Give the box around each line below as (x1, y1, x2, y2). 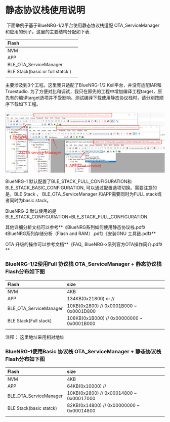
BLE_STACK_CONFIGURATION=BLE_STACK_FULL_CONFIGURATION (5, 214, 148, 220)
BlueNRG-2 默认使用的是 (5, 208, 57, 214)
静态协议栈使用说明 (5, 5, 86, 16)
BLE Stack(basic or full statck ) (7, 69, 72, 75)
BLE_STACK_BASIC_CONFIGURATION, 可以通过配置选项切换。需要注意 (5, 185, 153, 191)
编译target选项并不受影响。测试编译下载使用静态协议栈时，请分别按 (18, 95, 159, 101)
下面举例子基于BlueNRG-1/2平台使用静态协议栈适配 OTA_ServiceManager (6, 22, 160, 28)
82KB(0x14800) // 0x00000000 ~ (67, 402, 140, 408)
